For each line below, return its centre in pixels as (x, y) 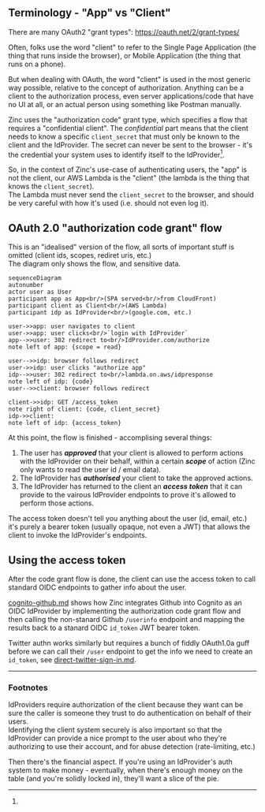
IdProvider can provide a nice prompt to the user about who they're (118, 738)
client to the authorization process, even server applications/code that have (131, 96)
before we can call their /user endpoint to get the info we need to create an (131, 652)
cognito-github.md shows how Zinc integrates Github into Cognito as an (125, 603)
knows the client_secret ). (51, 186)
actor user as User (40, 292)
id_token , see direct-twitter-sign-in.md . (72, 660)
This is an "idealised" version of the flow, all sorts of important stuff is (121, 247)
